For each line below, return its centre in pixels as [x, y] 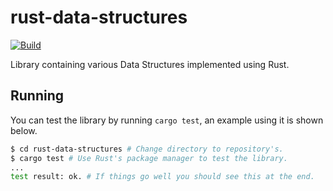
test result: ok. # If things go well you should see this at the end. [162, 177]
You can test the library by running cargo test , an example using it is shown [167, 120]
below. [24, 130]
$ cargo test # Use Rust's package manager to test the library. [149, 158]
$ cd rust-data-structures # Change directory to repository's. [147, 149]
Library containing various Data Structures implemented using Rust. [150, 64]
